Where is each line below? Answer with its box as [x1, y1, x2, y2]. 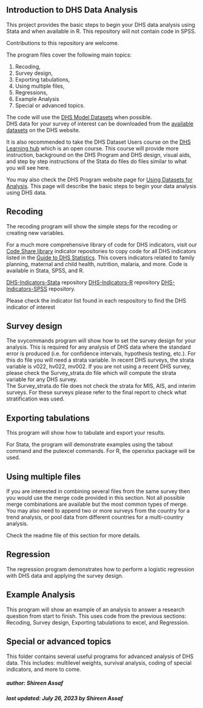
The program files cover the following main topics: [6, 51, 132, 58]
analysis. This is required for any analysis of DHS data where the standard [6, 343, 191, 351]
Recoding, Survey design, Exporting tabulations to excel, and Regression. [6, 619, 190, 626]
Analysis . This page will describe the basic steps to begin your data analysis [6, 182, 197, 189]
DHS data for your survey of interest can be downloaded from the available [6, 120, 194, 127]
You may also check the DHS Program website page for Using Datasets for [6, 176, 193, 183]
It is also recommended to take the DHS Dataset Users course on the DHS [6, 138, 191, 145]
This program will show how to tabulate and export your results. [6, 429, 165, 436]
